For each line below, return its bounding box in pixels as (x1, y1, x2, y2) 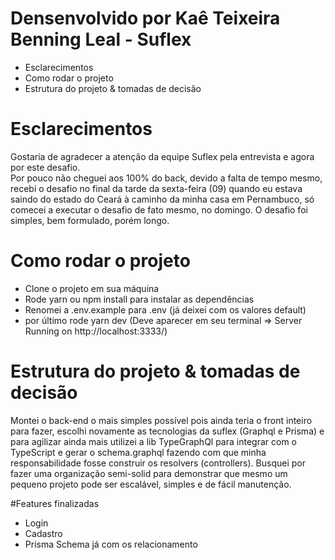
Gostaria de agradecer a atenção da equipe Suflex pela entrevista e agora (10, 150, 315, 162)
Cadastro (24, 527, 63, 539)
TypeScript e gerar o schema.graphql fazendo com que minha (10, 446, 267, 458)
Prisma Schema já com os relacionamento (24, 538, 198, 550)
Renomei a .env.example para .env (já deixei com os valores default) (24, 303, 307, 316)
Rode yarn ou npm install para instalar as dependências (24, 293, 255, 305)
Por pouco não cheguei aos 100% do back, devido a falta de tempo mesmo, (10, 172, 323, 184)
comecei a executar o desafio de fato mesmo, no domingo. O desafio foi (10, 203, 308, 216)
